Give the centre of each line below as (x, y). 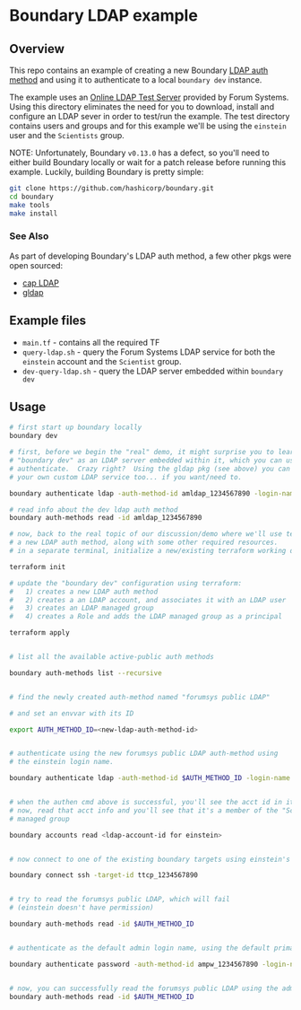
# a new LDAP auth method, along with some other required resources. (144, 543)
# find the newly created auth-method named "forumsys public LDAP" (140, 697)
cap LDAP (41, 283)
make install (34, 213)
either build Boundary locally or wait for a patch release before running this (148, 162)
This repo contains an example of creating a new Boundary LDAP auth (139, 70)
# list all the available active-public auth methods (112, 657)
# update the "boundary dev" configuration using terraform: (126, 583)
